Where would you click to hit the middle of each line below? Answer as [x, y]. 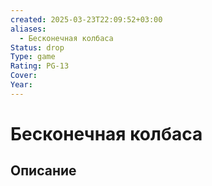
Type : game [33, 57]
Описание [43, 171]
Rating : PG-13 [40, 66]
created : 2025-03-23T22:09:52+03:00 [86, 19]
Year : [21, 85]
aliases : [28, 29]
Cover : [24, 76]
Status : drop [37, 47]
